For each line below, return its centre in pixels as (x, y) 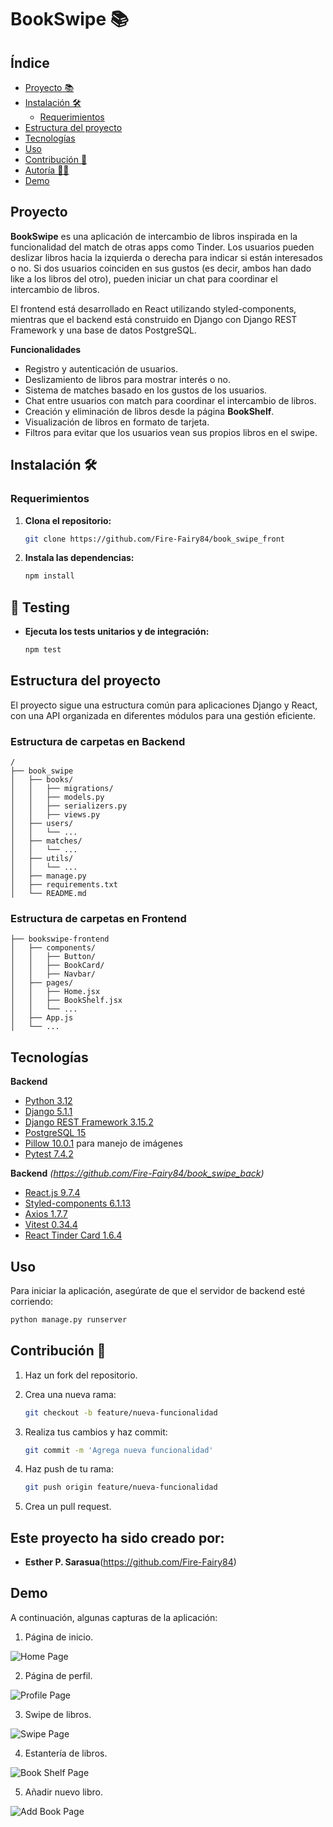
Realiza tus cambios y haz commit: (96, 1432)
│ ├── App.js (42, 1018)
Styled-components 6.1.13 (78, 1203)
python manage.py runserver (69, 1319)
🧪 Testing (40, 607)
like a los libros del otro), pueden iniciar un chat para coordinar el (144, 278)
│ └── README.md (48, 894)
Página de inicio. (59, 1637)
